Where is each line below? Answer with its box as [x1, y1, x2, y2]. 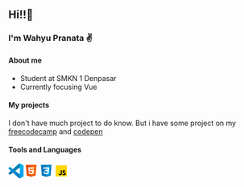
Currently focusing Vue [19, 82, 98, 91]
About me [8, 55, 43, 65]
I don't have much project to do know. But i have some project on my [8, 118, 236, 128]
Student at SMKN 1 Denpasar [19, 73, 117, 83]
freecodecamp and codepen [8, 126, 103, 136]
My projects [8, 100, 50, 110]
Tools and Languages [8, 145, 82, 155]
